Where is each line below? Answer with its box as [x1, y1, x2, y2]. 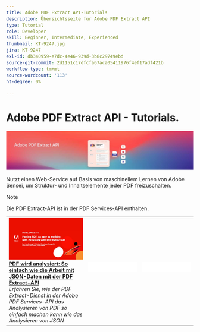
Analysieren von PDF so [8, 305, 67, 312]
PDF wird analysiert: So [8, 260, 68, 267]
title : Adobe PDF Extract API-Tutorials [6, 10, 108, 15]
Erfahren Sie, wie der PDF [8, 286, 72, 293]
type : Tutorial [6, 22, 44, 28]
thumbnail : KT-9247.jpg [6, 41, 65, 47]
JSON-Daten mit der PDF [8, 273, 73, 280]
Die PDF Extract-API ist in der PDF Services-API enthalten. [6, 205, 149, 212]
